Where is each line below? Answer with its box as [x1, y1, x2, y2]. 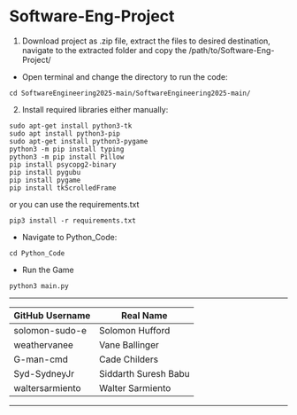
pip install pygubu [9, 168, 81, 176]
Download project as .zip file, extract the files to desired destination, [21, 35, 271, 46]
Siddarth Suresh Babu [98, 367, 190, 380]
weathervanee [13, 339, 73, 351]
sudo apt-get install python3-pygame [9, 137, 148, 145]
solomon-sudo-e [13, 324, 87, 336]
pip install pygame [9, 176, 81, 184]
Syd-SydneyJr [13, 367, 75, 380]
